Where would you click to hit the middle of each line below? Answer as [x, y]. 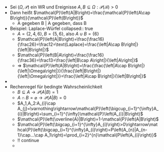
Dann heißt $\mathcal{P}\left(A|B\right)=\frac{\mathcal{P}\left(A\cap [80, 12]
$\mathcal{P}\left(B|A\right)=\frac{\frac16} [61, 55]
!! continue [28, 140]
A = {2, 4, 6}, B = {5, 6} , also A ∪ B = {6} [58, 34]
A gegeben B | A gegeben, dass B [52, 23]
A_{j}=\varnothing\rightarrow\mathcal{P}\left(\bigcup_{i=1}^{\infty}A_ [88, 108]
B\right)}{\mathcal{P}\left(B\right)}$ [46, 18]
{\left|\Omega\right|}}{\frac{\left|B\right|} [59, 71]
